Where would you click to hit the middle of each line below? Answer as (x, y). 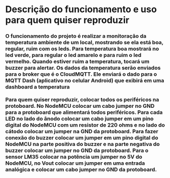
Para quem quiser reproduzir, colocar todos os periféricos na (82, 100)
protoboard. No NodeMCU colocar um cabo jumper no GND (80, 106)
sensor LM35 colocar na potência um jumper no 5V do (74, 157)
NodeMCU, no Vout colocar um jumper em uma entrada (75, 163)
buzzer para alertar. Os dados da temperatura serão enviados (83, 68)
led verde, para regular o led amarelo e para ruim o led (73, 55)
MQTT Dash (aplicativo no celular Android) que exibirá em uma (85, 81)
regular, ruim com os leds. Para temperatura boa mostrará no (82, 49)
